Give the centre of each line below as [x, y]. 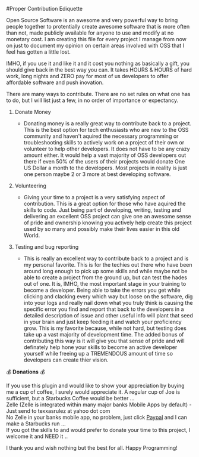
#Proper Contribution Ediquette [45, 9]
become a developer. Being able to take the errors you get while [102, 290]
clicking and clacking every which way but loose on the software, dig [108, 297]
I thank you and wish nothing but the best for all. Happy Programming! [92, 448]
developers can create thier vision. [66, 360]
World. [32, 235]
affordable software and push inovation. [55, 82]
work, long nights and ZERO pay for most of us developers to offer [87, 76]
